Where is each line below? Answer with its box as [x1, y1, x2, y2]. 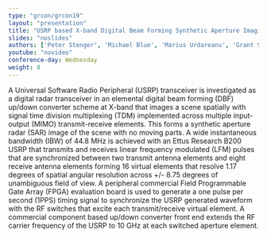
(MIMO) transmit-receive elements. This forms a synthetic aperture [31, 119, 251, 128]
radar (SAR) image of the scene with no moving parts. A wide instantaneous [8, 127, 257, 137]
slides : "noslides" [8, 33, 73, 42]
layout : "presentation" [8, 19, 87, 27]
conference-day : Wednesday [8, 57, 98, 64]
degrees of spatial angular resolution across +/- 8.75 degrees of [8, 170, 219, 179]
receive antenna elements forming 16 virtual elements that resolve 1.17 [8, 161, 237, 171]
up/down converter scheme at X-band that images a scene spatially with [8, 102, 246, 111]
